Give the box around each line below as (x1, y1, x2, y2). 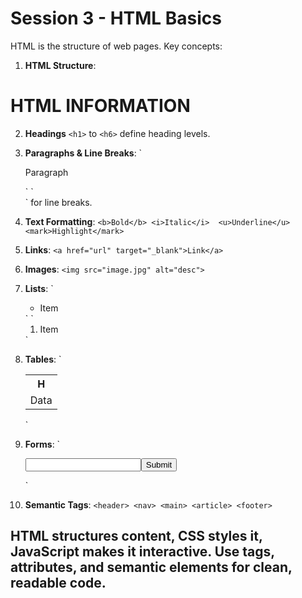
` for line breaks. (24, 196, 93, 208)
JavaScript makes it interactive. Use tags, (10, 543, 275, 561)
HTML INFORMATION (10, 95, 191, 117)
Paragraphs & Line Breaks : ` (24, 147, 143, 159)
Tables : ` (24, 353, 62, 365)
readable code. (10, 575, 107, 592)
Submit (145, 459, 173, 470)
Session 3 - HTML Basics (10, 7, 222, 30)
